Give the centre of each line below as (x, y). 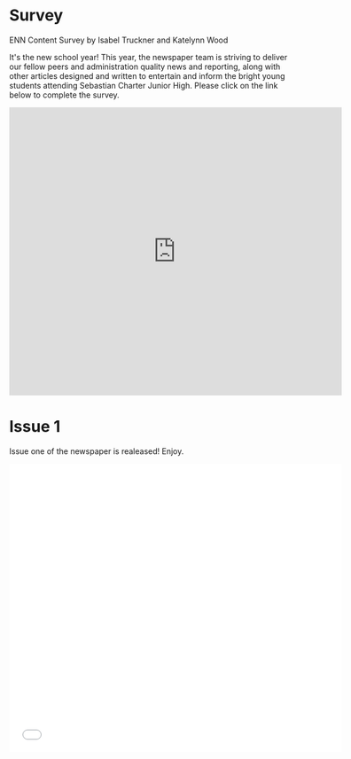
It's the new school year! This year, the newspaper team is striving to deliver (148, 57)
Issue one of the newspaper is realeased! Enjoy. (97, 451)
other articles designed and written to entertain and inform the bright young (147, 75)
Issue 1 (35, 427)
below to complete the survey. (64, 95)
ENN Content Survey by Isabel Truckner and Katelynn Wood (119, 40)
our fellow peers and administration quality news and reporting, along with (145, 67)
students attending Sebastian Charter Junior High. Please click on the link (144, 85)
